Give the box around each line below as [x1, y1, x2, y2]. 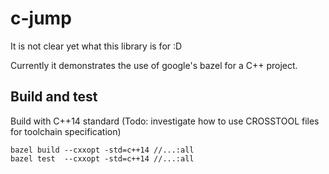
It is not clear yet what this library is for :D [10, 40, 183, 52]
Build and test [10, 88, 98, 106]
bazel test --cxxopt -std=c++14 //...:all [10, 153, 195, 164]
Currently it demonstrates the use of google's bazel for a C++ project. [10, 59, 298, 71]
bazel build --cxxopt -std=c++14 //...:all [10, 145, 195, 155]
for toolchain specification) [10, 125, 122, 137]
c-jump [10, 7, 72, 30]
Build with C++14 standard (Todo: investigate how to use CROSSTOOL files [10, 115, 320, 127]
